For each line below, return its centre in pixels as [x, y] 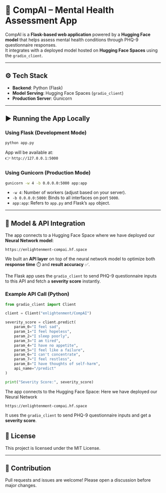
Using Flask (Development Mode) [46, 133]
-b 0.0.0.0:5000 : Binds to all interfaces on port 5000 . [66, 198]
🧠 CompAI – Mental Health [60, 10]
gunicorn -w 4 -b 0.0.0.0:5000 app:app [46, 183]
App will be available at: [29, 152]
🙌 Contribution [28, 468]
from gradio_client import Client [41, 304]
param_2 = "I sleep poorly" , [42, 336]
